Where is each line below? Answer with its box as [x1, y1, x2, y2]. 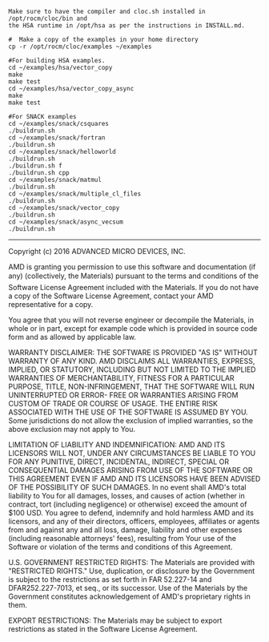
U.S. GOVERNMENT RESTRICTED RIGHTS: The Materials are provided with [8, 558, 255, 567]
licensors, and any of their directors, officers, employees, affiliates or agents [8, 517, 260, 526]
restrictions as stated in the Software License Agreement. [8, 624, 199, 633]
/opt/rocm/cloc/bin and [8, 14, 88, 22]
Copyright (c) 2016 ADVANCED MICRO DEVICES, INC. [8, 247, 186, 256]
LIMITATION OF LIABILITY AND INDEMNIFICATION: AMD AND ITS [8, 440, 226, 449]
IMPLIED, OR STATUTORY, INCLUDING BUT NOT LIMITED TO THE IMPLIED [8, 365, 256, 374]
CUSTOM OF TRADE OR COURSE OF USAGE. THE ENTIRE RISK [8, 399, 219, 408]
